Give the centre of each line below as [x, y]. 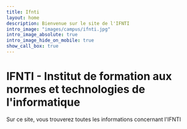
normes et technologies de [76, 90]
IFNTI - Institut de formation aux [89, 76]
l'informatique [43, 102]
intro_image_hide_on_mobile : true [50, 40]
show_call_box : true [33, 46]
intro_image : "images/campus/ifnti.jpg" [59, 29]
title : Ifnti [23, 12]
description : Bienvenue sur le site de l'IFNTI [68, 23]
